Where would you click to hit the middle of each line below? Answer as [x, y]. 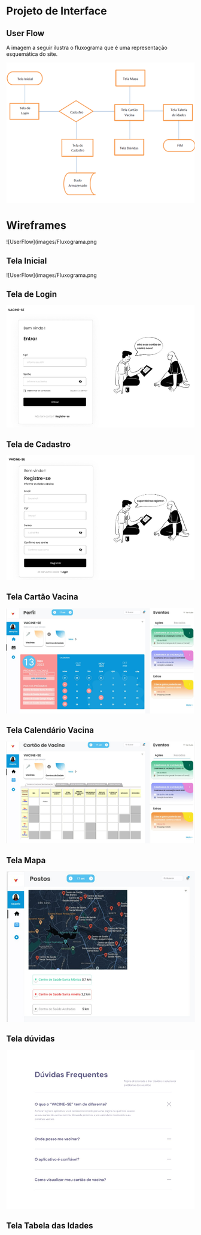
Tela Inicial [27, 260]
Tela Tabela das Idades [50, 1226]
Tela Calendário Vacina [50, 730]
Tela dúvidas [31, 1039]
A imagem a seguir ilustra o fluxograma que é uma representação [87, 47]
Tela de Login [32, 294]
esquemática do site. [32, 54]
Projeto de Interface [57, 11]
